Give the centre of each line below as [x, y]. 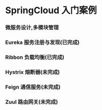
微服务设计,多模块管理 [32, 27]
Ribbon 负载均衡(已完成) [35, 57]
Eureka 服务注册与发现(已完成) [42, 43]
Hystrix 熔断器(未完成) [33, 72]
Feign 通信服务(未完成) [33, 87]
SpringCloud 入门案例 [51, 10]
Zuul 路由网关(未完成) [32, 102]
